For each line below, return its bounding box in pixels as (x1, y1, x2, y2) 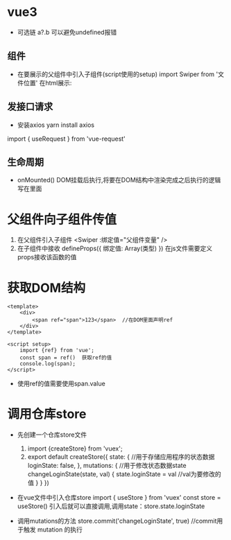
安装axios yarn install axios (17, 121, 95, 129)
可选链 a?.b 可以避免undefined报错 (17, 28, 117, 36)
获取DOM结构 (7, 280, 85, 295)
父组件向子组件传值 (7, 211, 117, 227)
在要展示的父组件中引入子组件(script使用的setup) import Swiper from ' (17, 70, 219, 78)
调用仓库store (7, 406, 87, 422)
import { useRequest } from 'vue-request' (7, 134, 126, 143)
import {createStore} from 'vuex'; (27, 444, 123, 453)
